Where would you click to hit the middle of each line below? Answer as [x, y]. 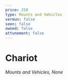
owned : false [19, 29]
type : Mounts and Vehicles [34, 15]
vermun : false [20, 19]
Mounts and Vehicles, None [34, 72]
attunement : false [25, 33]
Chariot [21, 58]
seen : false [18, 24]
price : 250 [17, 10]
